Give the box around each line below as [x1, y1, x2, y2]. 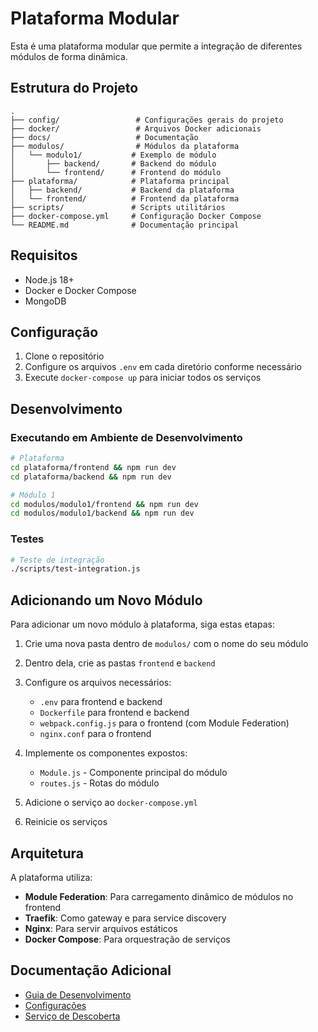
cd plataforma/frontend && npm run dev [10, 462, 177, 472]
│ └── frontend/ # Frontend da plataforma [10, 193, 240, 204]
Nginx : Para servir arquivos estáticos [24, 922, 178, 934]
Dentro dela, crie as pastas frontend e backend [24, 657, 216, 669]
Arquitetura [10, 845, 84, 862]
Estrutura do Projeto [10, 80, 139, 97]
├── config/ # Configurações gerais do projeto [10, 115, 284, 125]
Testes [10, 532, 45, 546]
